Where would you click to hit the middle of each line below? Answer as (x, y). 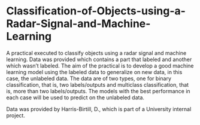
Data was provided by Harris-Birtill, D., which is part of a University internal (99, 109)
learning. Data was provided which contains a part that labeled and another (99, 59)
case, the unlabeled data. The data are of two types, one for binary (89, 78)
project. (16, 115)
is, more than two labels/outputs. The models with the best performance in (98, 91)
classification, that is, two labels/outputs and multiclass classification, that (98, 84)
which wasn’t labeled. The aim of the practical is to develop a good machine (100, 65)
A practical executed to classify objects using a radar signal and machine (96, 53)
